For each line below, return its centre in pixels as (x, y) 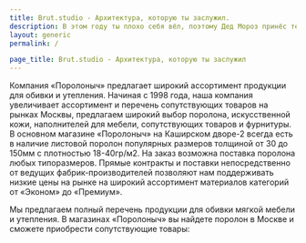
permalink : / (34, 43)
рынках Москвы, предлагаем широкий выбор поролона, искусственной (150, 115)
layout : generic (40, 35)
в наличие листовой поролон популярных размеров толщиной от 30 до (149, 144)
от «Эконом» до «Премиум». (66, 192)
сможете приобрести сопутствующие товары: (100, 229)
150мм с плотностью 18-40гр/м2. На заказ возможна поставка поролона (153, 153)
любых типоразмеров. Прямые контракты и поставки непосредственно (150, 163)
